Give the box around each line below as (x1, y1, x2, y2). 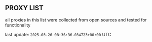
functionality (5, 22, 31, 28)
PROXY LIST (5, 4, 43, 12)
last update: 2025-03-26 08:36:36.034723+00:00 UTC (5, 31, 112, 37)
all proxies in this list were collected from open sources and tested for (5, 17, 147, 22)
